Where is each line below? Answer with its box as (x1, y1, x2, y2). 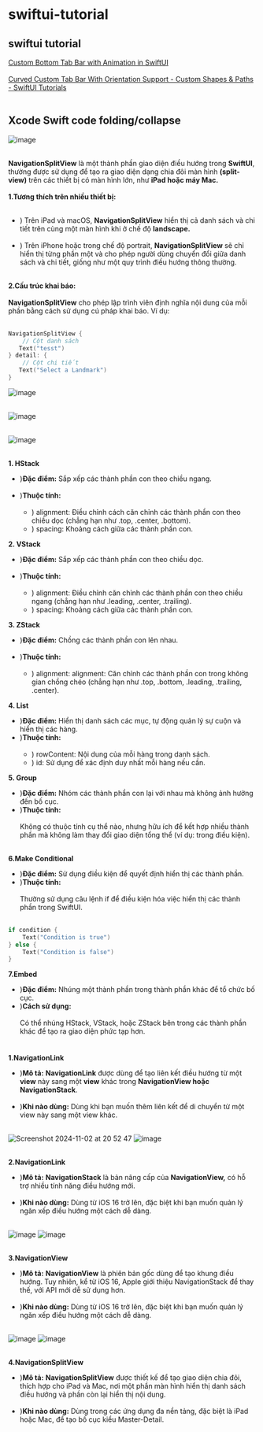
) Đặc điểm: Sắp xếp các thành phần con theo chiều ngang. (19, 474, 213, 483)
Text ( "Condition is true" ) (22, 933, 111, 942)
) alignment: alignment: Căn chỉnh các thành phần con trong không (31, 668, 249, 678)
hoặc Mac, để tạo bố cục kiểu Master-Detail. (19, 1415, 165, 1424)
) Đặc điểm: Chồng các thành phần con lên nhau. (19, 635, 179, 645)
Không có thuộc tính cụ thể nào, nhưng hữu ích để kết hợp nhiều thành (19, 821, 250, 831)
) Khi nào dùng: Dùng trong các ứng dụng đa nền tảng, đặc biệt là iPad (19, 1406, 249, 1415)
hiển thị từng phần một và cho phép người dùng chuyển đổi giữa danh (19, 249, 246, 258)
